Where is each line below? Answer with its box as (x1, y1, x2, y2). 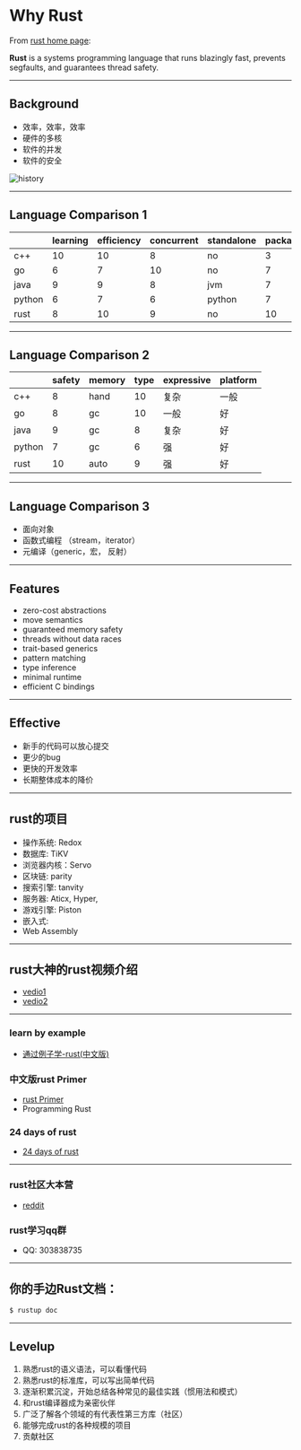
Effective (9, 715, 61, 731)
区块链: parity (21, 870, 73, 881)
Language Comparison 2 (9, 347, 150, 362)
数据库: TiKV (21, 848, 69, 859)
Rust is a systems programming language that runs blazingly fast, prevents (9, 52, 287, 63)
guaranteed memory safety (21, 625, 124, 634)
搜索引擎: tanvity (21, 881, 84, 893)
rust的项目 (9, 811, 69, 826)
